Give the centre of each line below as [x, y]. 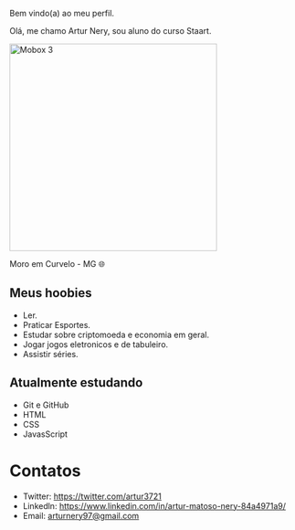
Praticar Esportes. [57, 324]
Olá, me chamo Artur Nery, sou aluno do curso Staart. [111, 31]
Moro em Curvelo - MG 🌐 [57, 264]
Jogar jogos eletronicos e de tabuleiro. [95, 344]
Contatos [45, 471]
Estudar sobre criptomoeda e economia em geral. [116, 334]
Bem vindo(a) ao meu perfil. [62, 13]
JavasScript [45, 434]
